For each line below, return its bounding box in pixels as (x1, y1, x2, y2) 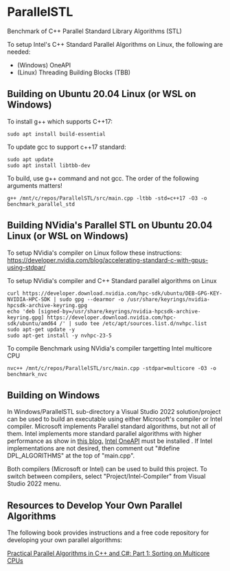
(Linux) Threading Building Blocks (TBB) (16, 68, 131, 76)
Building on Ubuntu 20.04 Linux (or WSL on (7, 88, 196, 100)
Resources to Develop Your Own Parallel (7, 499, 183, 511)
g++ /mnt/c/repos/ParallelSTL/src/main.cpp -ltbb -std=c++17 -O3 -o (7, 194, 207, 202)
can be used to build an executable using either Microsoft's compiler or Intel (7, 415, 223, 424)
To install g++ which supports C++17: (7, 117, 113, 125)
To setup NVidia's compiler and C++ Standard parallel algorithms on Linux (7, 276, 218, 284)
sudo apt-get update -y (7, 326, 76, 333)
